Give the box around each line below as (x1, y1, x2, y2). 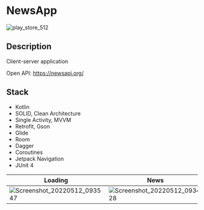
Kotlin (15, 103, 30, 110)
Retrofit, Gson (15, 122, 50, 130)
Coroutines (15, 149, 43, 156)
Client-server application (6, 57, 69, 65)
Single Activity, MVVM (15, 116, 72, 124)
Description (6, 41, 52, 52)
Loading (44, 176, 69, 184)
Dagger (15, 142, 35, 149)
